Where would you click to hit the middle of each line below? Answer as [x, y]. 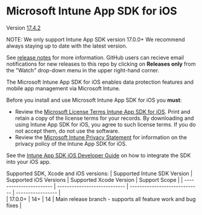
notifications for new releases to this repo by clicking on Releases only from [101, 64]
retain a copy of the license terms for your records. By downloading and [104, 118]
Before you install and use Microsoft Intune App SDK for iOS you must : [94, 100]
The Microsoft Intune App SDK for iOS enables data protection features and [100, 82]
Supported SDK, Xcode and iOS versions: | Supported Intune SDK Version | [99, 173]
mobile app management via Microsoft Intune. [63, 88]
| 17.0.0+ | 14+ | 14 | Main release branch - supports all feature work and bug [101, 199]
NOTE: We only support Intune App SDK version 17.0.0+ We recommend [96, 39]
